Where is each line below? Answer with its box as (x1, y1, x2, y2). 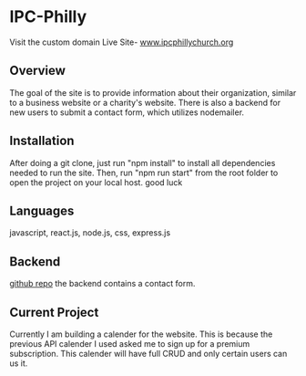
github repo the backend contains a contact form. (9, 278, 196, 289)
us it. (9, 358, 28, 369)
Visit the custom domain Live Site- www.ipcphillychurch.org (9, 37, 234, 47)
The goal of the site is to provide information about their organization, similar (9, 87, 297, 98)
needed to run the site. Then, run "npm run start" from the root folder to (9, 167, 279, 178)
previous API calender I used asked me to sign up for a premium (9, 339, 250, 349)
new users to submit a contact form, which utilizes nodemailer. (9, 107, 244, 118)
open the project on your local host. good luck (9, 176, 183, 188)
